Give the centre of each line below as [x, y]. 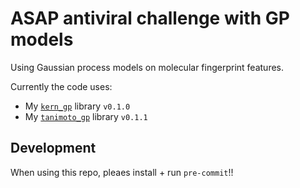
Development [53, 148]
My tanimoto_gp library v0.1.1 [86, 116]
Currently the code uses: [61, 86]
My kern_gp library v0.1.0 [77, 106]
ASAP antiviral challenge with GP [150, 18]
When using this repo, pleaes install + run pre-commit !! [122, 172]
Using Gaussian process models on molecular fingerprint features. [147, 67]
